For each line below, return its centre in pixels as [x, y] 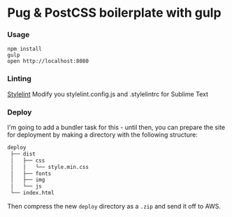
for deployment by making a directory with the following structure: [102, 135]
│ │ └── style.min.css [50, 167]
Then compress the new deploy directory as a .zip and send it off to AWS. [114, 207]
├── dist [23, 154]
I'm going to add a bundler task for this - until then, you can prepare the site [116, 128]
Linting [19, 79]
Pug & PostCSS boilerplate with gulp [114, 13]
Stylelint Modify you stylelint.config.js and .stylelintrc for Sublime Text [108, 94]
